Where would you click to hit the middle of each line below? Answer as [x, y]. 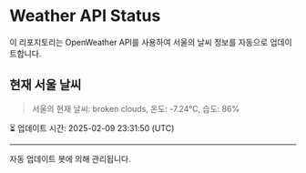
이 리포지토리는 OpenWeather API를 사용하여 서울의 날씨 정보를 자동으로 [139, 42]
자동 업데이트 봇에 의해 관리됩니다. [70, 158]
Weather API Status [85, 16]
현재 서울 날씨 [46, 85]
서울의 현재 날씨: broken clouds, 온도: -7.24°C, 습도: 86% [136, 108]
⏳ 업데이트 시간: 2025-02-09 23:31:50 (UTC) [92, 127]
